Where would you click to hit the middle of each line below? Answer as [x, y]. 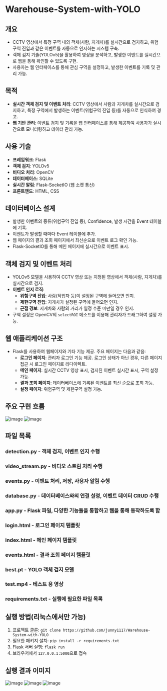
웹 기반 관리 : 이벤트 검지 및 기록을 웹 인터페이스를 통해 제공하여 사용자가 [82, 123]
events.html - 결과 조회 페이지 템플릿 [48, 555]
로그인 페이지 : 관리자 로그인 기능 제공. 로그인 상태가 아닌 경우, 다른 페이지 [91, 358]
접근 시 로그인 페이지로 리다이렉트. [53, 364]
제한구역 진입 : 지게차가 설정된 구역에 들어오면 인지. [69, 302]
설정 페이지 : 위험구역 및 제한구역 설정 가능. [61, 389]
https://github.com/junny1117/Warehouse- [106, 630]
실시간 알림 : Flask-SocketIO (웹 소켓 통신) [53, 185]
